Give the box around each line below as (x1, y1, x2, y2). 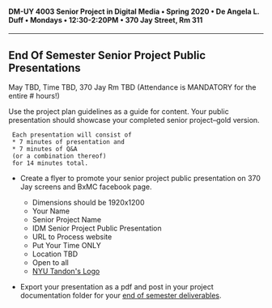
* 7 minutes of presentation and (11, 138, 125, 146)
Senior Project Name (32, 215, 102, 225)
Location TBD (32, 249, 79, 259)
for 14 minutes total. (11, 159, 89, 167)
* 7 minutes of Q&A (11, 146, 79, 154)
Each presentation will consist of (11, 131, 132, 139)
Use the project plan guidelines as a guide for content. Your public (8, 107, 229, 116)
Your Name (32, 206, 70, 216)
